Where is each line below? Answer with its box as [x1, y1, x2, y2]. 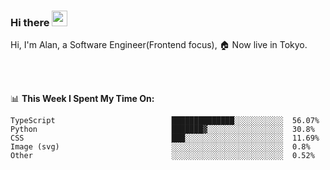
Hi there [10, 15, 50, 29]
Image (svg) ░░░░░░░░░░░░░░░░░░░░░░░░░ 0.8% [10, 142, 311, 152]
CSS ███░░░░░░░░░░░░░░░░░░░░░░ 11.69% [10, 133, 320, 144]
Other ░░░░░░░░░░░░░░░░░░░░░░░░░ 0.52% [10, 151, 315, 161]
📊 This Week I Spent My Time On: [10, 93, 155, 105]
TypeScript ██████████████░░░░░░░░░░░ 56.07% [10, 116, 320, 126]
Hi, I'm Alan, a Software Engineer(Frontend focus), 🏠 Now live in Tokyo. [10, 39, 308, 51]
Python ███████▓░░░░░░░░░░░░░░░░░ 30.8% [10, 125, 315, 135]
